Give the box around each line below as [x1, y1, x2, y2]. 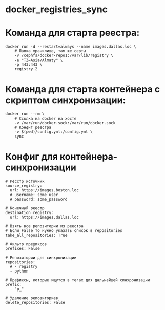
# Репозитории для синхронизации [5, 255, 77, 260]
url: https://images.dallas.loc [10, 215, 79, 220]
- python [10, 268, 29, 274]
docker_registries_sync [5, 4, 108, 15]
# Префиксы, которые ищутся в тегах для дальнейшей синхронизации [5, 278, 150, 283]
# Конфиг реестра [14, 125, 52, 130]
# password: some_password [10, 197, 68, 202]
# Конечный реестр [5, 206, 45, 211]
